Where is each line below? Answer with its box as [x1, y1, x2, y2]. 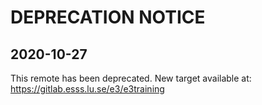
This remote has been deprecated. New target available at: [10, 72, 252, 84]
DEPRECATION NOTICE [10, 6, 206, 29]
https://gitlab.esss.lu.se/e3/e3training [10, 83, 165, 95]
